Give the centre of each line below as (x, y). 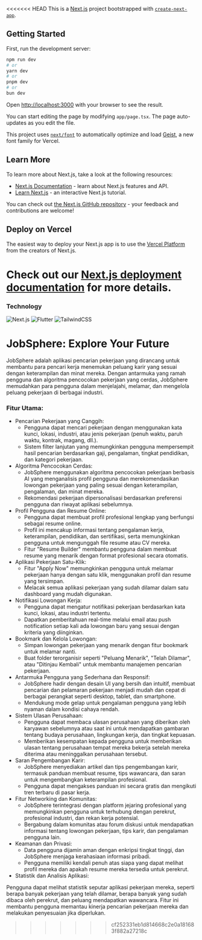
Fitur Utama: (25, 408)
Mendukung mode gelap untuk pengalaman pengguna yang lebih (105, 703)
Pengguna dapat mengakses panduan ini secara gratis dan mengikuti (110, 786)
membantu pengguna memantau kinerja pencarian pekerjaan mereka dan (97, 907)
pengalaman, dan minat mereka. (64, 492)
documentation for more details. (89, 287)
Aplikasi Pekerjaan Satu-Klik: (50, 562)
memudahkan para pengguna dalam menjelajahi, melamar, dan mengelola (98, 386)
